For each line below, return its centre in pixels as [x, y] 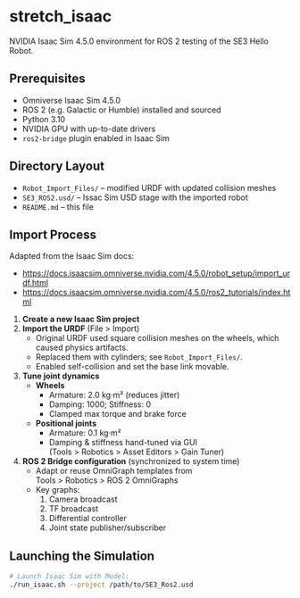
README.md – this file [58, 206]
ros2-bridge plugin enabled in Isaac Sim [96, 138]
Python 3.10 [43, 119]
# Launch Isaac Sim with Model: [69, 577]
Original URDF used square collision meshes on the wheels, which [157, 338]
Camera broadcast [83, 499]
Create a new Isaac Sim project [81, 320]
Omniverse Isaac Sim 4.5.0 [71, 100]
